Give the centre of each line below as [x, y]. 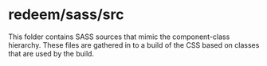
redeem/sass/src [66, 15]
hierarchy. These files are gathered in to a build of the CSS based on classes [134, 45]
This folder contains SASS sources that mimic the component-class [119, 37]
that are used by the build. [51, 53]
